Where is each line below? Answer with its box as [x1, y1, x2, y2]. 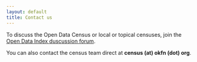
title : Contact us [6, 14, 52, 20]
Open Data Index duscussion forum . [6, 37, 96, 45]
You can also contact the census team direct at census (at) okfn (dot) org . [6, 49, 192, 56]
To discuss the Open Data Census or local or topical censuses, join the [6, 31, 182, 38]
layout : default [6, 8, 47, 15]
